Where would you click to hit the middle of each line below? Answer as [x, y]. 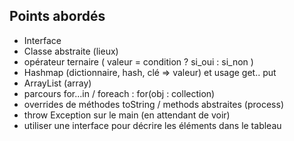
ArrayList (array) [57, 83]
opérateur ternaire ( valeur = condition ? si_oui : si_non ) [138, 61]
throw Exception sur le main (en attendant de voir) [127, 115]
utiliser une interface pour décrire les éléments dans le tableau [152, 125]
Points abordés [57, 16]
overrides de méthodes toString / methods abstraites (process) [154, 104]
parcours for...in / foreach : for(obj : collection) [119, 93]
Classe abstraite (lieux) [71, 51]
